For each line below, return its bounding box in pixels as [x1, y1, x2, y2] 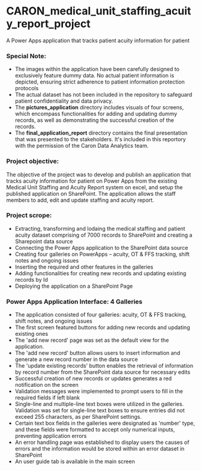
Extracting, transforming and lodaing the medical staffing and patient [14, 225, 185, 232]
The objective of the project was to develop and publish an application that [6, 171, 191, 178]
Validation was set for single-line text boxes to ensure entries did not [14, 407, 185, 414]
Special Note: [6, 52, 47, 60]
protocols [14, 85, 39, 92]
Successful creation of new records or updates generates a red [14, 375, 172, 382]
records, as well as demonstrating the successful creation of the [14, 117, 175, 124]
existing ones [14, 330, 49, 338]
